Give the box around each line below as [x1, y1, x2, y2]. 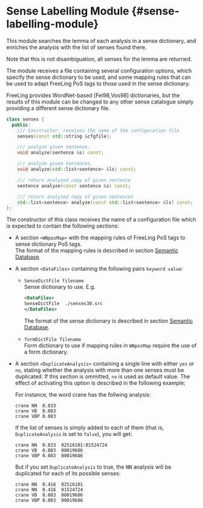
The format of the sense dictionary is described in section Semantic [24, 317, 193, 325]
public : [11, 122, 31, 128]
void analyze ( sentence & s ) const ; [17, 150, 104, 156]
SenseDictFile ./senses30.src [24, 301, 103, 307]
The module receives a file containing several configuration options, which [6, 67, 192, 74]
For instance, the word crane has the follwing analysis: [14, 391, 151, 398]
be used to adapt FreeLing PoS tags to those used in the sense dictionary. [6, 80, 190, 87]
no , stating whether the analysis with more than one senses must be [14, 366, 184, 374]
